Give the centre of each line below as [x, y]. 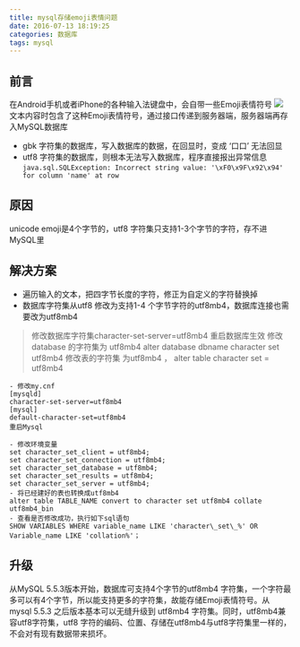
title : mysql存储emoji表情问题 [64, 17]
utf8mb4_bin [31, 509]
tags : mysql [31, 43]
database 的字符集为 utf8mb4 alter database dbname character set [155, 347]
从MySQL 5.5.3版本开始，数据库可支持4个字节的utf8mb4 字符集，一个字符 [146, 589]
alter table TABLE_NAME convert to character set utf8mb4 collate [136, 501]
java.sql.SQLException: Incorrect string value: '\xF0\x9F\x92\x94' [153, 168]
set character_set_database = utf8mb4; [84, 468]
